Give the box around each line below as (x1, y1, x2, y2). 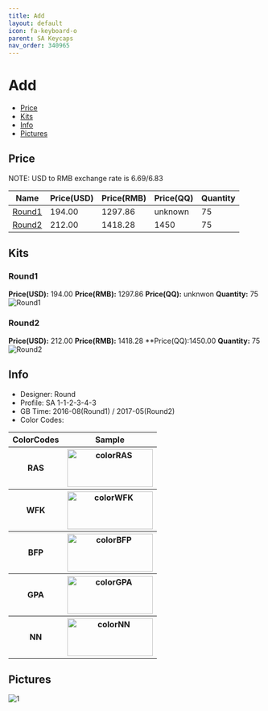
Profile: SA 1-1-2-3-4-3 (19, 398, 97, 407)
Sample (95, 434, 125, 445)
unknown (154, 206, 189, 217)
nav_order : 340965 (8, 42, 70, 50)
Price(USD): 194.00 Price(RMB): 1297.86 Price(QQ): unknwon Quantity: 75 (8, 289, 259, 299)
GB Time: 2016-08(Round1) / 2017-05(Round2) (19, 406, 175, 415)
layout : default (8, 19, 63, 27)
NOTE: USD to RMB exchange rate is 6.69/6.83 (8, 173, 163, 183)
